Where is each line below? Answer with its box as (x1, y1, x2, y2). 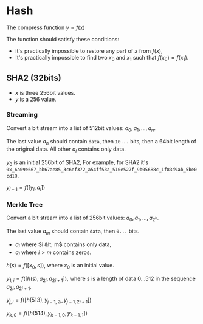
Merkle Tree (6, 200, 43, 209)
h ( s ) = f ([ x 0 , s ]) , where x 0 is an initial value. (6, 262, 114, 271)
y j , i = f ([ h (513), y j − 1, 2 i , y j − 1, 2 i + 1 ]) (6, 296, 92, 305)
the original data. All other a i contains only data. (6, 145, 126, 154)
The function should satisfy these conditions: (6, 35, 120, 43)
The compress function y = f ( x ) (6, 24, 85, 31)
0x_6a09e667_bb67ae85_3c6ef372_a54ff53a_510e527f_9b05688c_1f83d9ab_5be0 (6, 167, 198, 173)
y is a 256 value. (15, 95, 57, 103)
